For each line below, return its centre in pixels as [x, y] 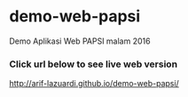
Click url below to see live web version [94, 64]
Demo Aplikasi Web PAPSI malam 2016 [80, 41]
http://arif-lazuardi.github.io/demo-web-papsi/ [94, 84]
